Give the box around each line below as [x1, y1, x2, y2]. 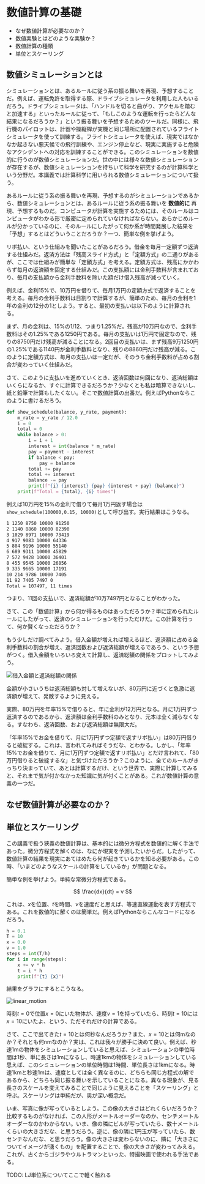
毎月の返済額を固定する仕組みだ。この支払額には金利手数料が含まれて [17, 266, 194, 273]
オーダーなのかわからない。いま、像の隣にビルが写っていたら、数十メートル [6, 1120, 199, 1128]
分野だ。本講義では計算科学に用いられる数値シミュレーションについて [17, 171, 194, 178]
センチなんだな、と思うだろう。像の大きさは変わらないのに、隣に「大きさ [6, 1136, 193, 1143]
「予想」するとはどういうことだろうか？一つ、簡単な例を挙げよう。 [6, 230, 177, 237]
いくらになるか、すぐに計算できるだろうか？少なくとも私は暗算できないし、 [6, 381, 199, 389]
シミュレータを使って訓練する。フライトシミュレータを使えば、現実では [6, 133, 188, 140]
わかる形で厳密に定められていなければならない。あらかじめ [38, 215, 188, 222]
